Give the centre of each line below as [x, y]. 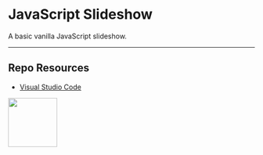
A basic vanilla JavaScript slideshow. [68, 36]
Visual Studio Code [50, 87]
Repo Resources [49, 68]
